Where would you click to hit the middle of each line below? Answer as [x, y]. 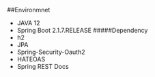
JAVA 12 [28, 23]
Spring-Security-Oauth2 [51, 52]
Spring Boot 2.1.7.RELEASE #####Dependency [82, 30]
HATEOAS [31, 59]
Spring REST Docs [43, 66]
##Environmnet [29, 10]
